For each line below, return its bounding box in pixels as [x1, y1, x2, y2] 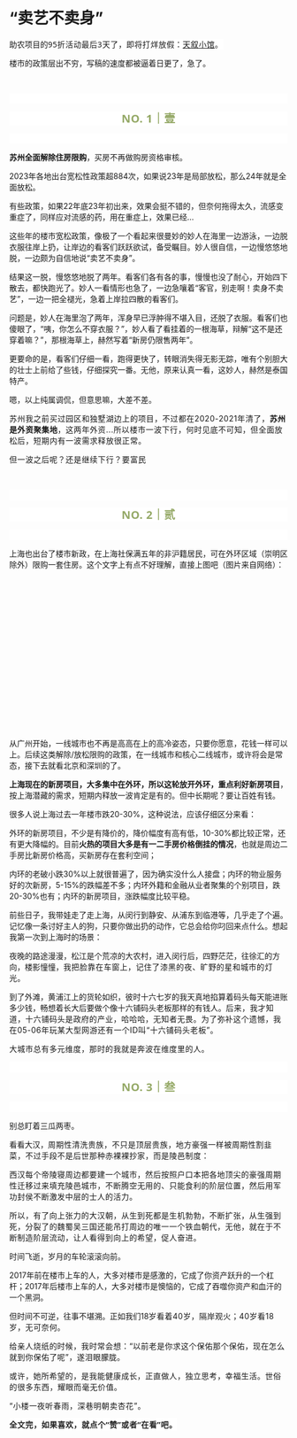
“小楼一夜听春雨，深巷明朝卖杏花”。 [9, 1400, 146, 1411]
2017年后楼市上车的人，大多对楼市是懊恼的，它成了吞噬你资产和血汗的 [24, 1280, 282, 1291]
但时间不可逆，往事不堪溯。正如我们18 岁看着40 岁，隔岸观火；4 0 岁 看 [9, 1310, 266, 1321]
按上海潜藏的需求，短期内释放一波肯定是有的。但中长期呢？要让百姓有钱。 [9, 790, 280, 800]
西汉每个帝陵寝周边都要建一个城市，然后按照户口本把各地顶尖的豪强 [9, 1169, 266, 1179]
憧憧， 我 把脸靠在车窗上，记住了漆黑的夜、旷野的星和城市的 [39, 962, 265, 972]
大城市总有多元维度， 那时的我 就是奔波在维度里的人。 [9, 1043, 209, 1054]
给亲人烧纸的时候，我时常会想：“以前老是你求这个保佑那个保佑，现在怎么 [9, 1341, 286, 1351]
